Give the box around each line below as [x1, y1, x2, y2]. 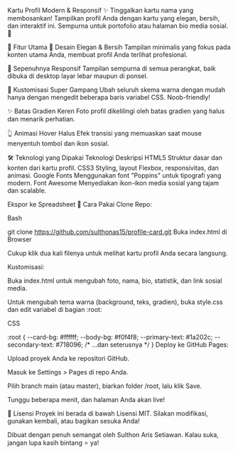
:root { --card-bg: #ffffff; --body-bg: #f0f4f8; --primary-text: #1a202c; [7, 333, 213, 341]
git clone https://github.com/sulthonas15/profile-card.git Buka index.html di [7, 227, 227, 236]
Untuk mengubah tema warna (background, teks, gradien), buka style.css [7, 298, 223, 306]
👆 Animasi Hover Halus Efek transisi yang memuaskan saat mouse [7, 129, 202, 137]
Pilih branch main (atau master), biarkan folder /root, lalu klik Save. [7, 382, 202, 390]
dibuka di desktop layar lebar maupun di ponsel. [7, 72, 148, 80]
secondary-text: [7, 340, 55, 349]
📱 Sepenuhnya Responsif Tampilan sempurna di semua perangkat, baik [7, 64, 217, 72]
